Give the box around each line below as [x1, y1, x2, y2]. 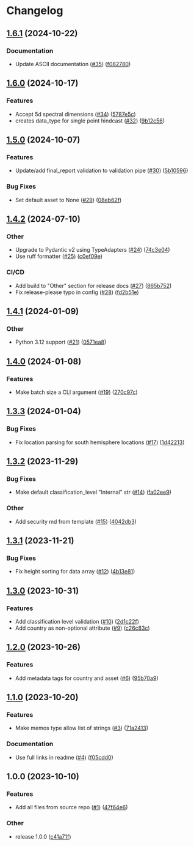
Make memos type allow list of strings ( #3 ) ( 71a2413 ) [15, 724, 148, 732]
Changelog [6, 4, 63, 18]
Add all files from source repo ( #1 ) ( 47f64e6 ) [15, 804, 128, 811]
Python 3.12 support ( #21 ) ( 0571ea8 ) [15, 338, 107, 346]
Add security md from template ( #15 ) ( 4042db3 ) [15, 518, 137, 525]
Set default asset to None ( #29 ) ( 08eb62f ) [15, 196, 122, 203]
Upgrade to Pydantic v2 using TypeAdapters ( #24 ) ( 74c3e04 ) [15, 246, 170, 254]
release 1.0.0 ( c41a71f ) [15, 833, 71, 840]
